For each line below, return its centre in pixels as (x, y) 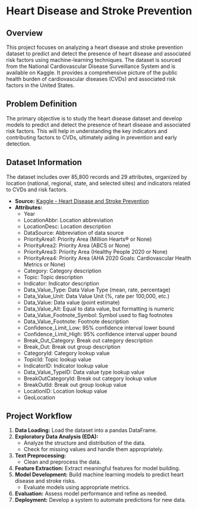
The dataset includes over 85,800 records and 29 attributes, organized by (97, 176)
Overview (25, 33)
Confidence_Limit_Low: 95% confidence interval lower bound (99, 328)
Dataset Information (44, 162)
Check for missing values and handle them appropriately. (94, 449)
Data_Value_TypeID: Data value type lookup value (84, 372)
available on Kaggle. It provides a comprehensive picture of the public (92, 72)
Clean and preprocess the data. (62, 462)
